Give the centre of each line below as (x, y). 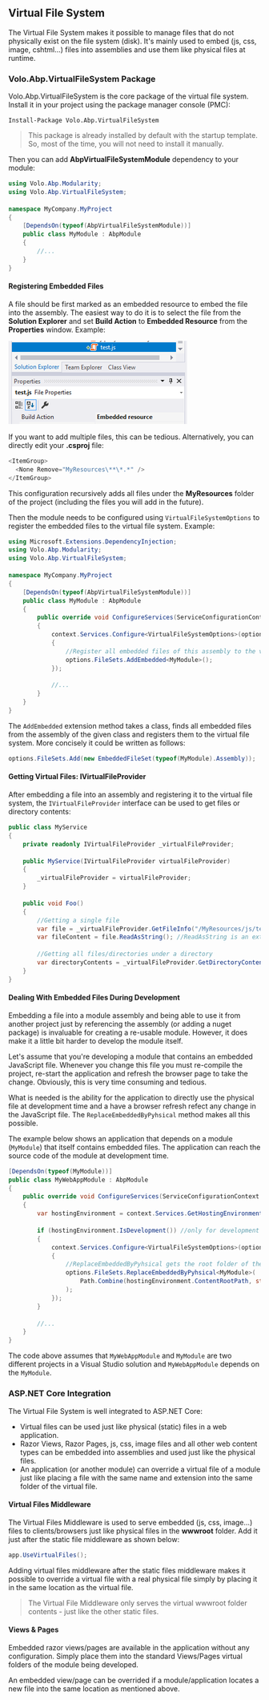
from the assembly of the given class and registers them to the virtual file (129, 734)
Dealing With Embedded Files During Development (94, 998)
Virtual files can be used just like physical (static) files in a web (123, 1427)
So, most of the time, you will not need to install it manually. (126, 144)
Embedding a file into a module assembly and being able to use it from (124, 1015)
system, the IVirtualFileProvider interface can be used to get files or (124, 803)
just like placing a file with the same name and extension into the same (136, 1477)
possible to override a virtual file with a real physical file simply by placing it (133, 1579)
